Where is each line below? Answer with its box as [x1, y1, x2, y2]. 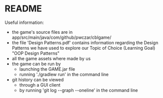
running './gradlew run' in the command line [19, 71, 109, 77]
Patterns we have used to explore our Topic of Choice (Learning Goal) [11, 45, 156, 51]
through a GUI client [19, 82, 61, 88]
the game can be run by [11, 61, 61, 67]
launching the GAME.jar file [19, 66, 76, 72]
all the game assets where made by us [11, 55, 91, 61]
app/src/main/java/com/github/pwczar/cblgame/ [11, 34, 111, 40]
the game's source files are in [11, 29, 73, 35]
